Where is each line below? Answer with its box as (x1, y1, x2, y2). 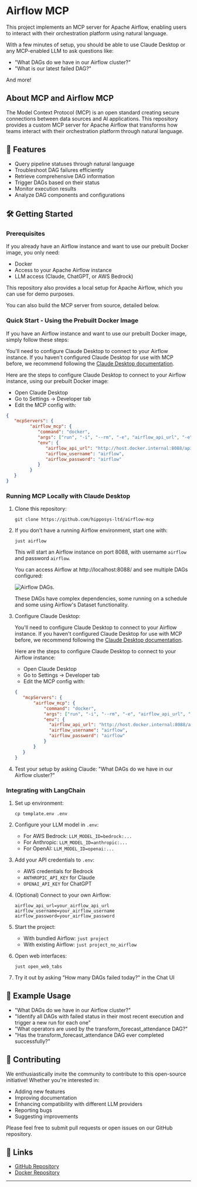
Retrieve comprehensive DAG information (14, 172, 115, 179)
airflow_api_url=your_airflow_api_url (14, 903, 110, 908)
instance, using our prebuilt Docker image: (6, 377, 109, 385)
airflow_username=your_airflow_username (14, 908, 115, 914)
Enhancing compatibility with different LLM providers (14, 1100, 142, 1107)
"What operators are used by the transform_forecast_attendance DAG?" (14, 1025, 188, 1032)
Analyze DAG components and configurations (14, 191, 125, 198)
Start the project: (14, 923, 56, 930)
